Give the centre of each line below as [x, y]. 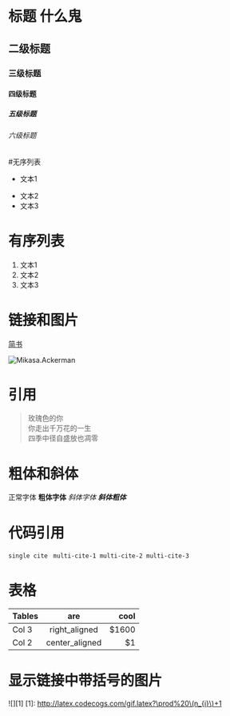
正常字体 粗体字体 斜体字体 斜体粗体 [67, 497]
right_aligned [73, 630]
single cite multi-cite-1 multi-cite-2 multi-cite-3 [99, 556]
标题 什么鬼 [45, 16]
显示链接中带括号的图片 [85, 681]
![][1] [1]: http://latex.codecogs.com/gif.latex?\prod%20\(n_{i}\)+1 [115, 704]
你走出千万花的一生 [59, 428]
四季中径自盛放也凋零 [63, 438]
